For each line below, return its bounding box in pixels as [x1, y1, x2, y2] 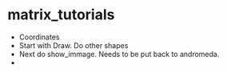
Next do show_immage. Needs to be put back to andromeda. [18, 49, 220, 59]
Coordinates [18, 32, 60, 42]
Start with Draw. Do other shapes [18, 40, 129, 50]
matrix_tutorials [7, 6, 115, 24]
